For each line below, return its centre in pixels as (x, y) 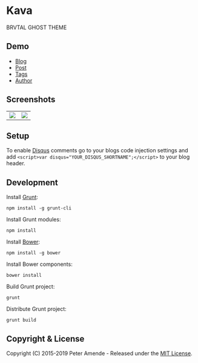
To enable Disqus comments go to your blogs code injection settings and (97, 151)
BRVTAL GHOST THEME (37, 27)
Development (32, 182)
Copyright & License (45, 338)
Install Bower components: (39, 264)
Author (24, 80)
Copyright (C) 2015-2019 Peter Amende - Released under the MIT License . (99, 353)
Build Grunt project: (31, 287)
